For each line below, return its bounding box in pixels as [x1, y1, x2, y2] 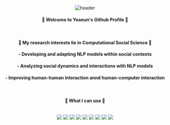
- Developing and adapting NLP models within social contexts [18, 51, 152, 57]
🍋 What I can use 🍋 [65, 97, 105, 104]
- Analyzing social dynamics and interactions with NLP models [16, 63, 154, 69]
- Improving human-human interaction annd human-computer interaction [5, 74, 165, 81]
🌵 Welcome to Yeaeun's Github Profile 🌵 [41, 16, 129, 22]
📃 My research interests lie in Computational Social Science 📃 [18, 39, 152, 45]
